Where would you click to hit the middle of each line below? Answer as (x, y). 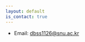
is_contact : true (26, 17)
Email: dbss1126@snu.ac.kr (46, 33)
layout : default (25, 11)
